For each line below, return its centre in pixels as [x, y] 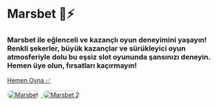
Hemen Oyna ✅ [29, 81]
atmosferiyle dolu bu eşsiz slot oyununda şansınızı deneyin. [109, 57]
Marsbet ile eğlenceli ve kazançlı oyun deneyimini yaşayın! [107, 40]
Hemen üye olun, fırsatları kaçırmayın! [72, 66]
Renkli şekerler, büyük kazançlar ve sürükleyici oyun [97, 49]
